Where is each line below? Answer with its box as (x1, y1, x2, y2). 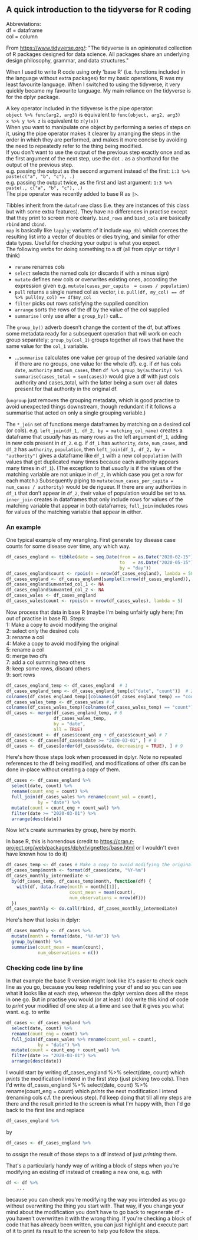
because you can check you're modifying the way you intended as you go (6, 1196, 186, 1203)
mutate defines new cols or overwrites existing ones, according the (14, 275, 177, 282)
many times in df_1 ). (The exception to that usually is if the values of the (6, 464, 181, 471)
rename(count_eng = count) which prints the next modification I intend (6, 1088, 178, 1095)
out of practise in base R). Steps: (6, 614, 86, 621)
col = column (6, 32, 38, 40)
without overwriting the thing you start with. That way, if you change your (6, 1202, 184, 1209)
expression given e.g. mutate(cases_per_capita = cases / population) (14, 282, 190, 289)
